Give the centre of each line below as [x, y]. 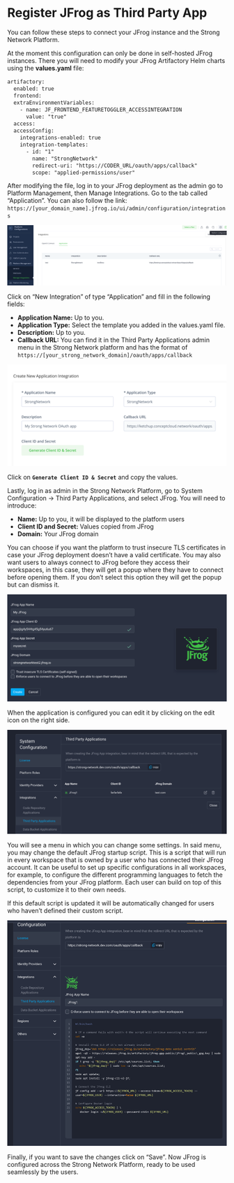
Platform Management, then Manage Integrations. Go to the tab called [107, 193]
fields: [16, 304]
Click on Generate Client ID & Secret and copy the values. [93, 477]
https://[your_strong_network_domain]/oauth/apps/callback [105, 356]
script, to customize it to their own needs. [67, 889]
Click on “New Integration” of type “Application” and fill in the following [109, 297]
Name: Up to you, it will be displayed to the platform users [101, 519]
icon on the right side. [39, 720]
